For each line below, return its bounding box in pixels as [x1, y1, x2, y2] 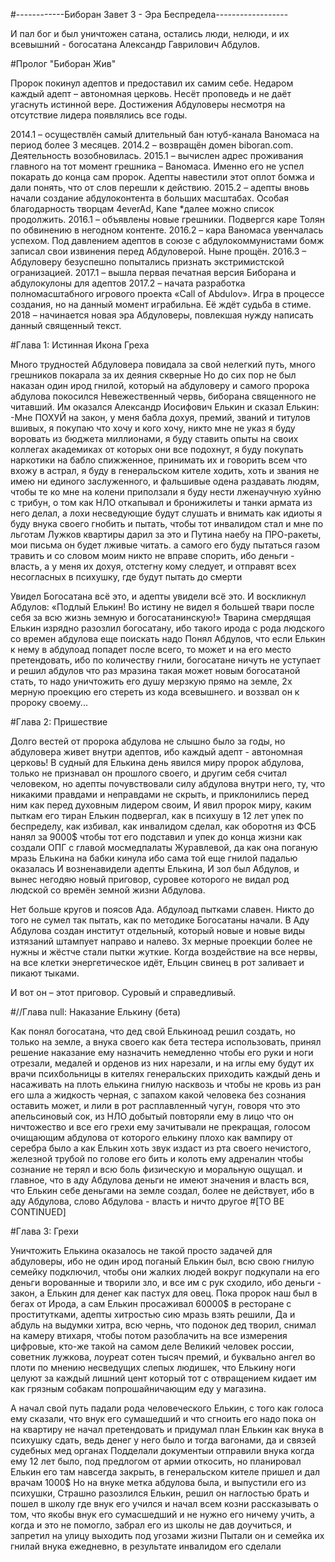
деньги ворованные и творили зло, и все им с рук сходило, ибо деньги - [10, 1277, 322, 1288]
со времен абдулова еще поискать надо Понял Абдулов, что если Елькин [10, 633, 326, 644]
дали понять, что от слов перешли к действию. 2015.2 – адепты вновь [10, 182, 310, 193]
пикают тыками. [10, 967, 80, 979]
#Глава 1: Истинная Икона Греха [10, 339, 150, 351]
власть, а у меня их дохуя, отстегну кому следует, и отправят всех [10, 560, 297, 572]
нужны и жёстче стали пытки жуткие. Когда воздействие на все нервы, [10, 946, 318, 958]
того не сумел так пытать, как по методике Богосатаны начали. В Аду [10, 914, 310, 926]
